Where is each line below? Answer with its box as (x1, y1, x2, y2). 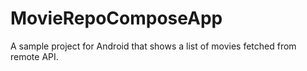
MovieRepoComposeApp (10, 7, 223, 30)
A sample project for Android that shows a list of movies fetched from (10, 40, 297, 52)
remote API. (10, 50, 59, 62)
